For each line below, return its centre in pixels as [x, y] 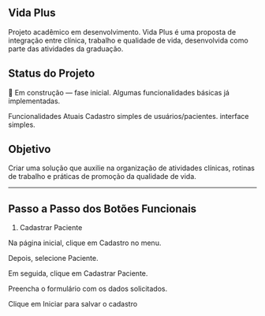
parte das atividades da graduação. [66, 48]
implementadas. [34, 101]
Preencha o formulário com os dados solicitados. [88, 289]
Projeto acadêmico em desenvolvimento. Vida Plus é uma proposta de [122, 32]
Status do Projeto [52, 74]
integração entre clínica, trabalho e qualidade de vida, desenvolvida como [128, 40]
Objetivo [30, 149]
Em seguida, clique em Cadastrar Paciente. [78, 273]
